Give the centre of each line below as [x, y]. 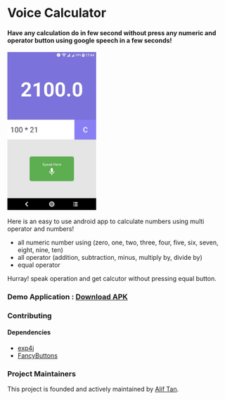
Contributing [30, 315]
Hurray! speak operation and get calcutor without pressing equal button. [112, 278]
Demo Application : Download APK [67, 296]
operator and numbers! [41, 229]
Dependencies [29, 332]
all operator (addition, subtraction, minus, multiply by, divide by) [110, 257]
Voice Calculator [57, 13]
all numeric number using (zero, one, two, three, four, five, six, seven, [118, 242]
